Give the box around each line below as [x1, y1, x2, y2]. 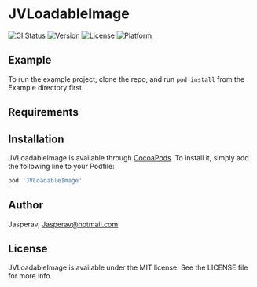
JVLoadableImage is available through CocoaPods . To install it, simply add [8, 153, 249, 162]
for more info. [8, 271, 53, 281]
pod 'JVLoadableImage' [8, 176, 83, 185]
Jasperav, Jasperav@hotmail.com [8, 219, 119, 229]
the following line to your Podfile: [8, 161, 116, 171]
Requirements [8, 105, 79, 119]
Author [8, 198, 43, 212]
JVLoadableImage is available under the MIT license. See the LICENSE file [8, 263, 248, 272]
